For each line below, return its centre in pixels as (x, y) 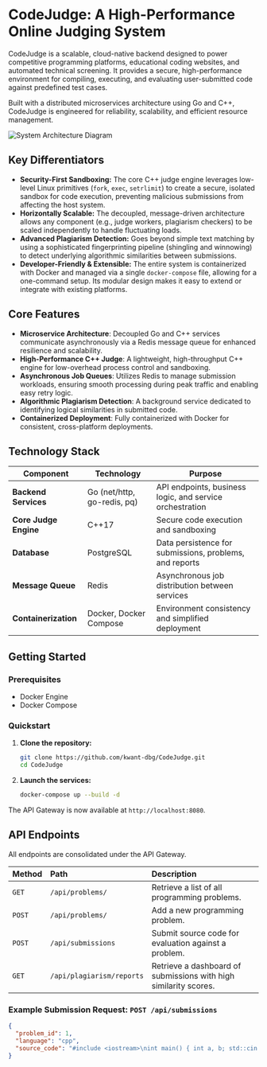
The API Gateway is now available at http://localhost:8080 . (107, 810)
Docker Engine (44, 697)
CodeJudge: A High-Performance (122, 15)
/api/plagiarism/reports (97, 975)
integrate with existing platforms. (74, 289)
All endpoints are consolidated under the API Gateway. (97, 854)
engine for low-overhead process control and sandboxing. (115, 367)
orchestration (181, 507)
